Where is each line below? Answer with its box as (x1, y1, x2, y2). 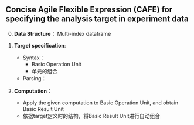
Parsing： (22, 75, 47, 82)
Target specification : (13, 42, 66, 49)
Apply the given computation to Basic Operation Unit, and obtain (22, 99, 179, 106)
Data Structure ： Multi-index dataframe (13, 30, 111, 37)
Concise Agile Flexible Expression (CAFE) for (5, 5, 173, 15)
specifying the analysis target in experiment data (5, 14, 189, 24)
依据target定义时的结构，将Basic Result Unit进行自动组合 (22, 112, 161, 119)
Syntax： (22, 54, 45, 61)
